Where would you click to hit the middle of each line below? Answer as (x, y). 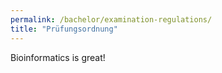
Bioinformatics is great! (58, 57)
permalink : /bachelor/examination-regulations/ (111, 19)
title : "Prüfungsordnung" (64, 29)
